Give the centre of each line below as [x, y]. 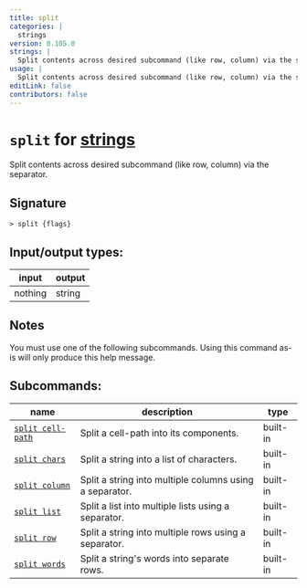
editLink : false [40, 86]
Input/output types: [67, 252]
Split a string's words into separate [155, 558]
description [167, 412]
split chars [40, 459]
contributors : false [49, 94]
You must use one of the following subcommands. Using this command [143, 347]
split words [40, 564]
